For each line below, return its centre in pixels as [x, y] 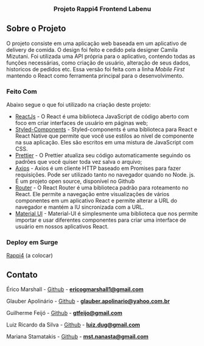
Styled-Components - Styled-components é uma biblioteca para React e [106, 130]
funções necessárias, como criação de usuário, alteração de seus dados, [98, 63]
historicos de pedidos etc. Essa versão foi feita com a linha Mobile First [96, 69]
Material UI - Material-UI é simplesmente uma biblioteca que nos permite [107, 214]
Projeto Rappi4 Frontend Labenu [102, 9]
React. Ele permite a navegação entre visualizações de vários [92, 194]
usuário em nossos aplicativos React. [62, 227]
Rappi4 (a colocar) [30, 256]
